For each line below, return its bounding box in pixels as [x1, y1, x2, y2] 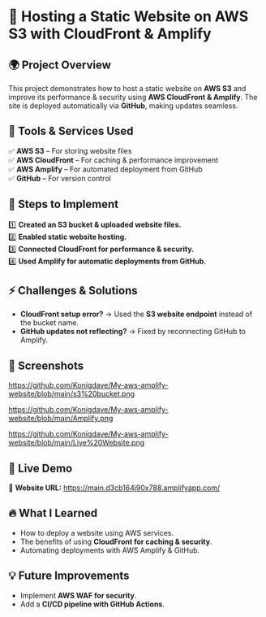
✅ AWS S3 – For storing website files [8, 146, 132, 155]
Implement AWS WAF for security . [19, 590, 137, 600]
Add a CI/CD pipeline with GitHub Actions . [19, 599, 165, 609]
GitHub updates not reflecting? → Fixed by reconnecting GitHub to [19, 327, 246, 337]
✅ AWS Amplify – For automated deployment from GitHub [8, 164, 203, 174]
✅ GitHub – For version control [8, 173, 111, 183]
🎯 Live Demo [8, 461, 73, 475]
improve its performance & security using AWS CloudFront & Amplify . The [8, 93, 258, 102]
